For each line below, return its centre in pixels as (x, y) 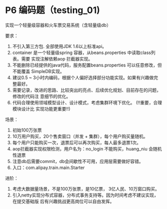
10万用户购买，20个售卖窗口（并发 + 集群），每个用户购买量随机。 (80, 136)
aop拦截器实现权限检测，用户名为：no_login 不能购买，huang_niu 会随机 (87, 148)
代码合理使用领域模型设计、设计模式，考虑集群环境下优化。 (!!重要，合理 (87, 102)
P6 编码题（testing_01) (53, 10)
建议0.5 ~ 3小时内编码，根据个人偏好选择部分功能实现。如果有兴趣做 (83, 77)
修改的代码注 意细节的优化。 (41, 96)
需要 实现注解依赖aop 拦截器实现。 (57, 58)
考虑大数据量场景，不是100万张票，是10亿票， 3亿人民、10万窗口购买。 (86, 188)
